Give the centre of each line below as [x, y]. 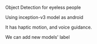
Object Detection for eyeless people [43, 7]
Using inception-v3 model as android [44, 17]
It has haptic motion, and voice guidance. [49, 27]
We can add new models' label [38, 37]
